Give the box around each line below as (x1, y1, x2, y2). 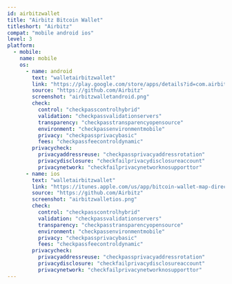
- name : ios (25, 170, 60, 177)
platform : (7, 42, 36, 49)
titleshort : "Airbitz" (7, 23, 72, 30)
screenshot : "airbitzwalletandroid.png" (32, 94, 150, 101)
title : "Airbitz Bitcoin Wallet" (7, 17, 104, 23)
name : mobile (19, 55, 57, 62)
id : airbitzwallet (7, 10, 60, 17)
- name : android (25, 68, 72, 74)
